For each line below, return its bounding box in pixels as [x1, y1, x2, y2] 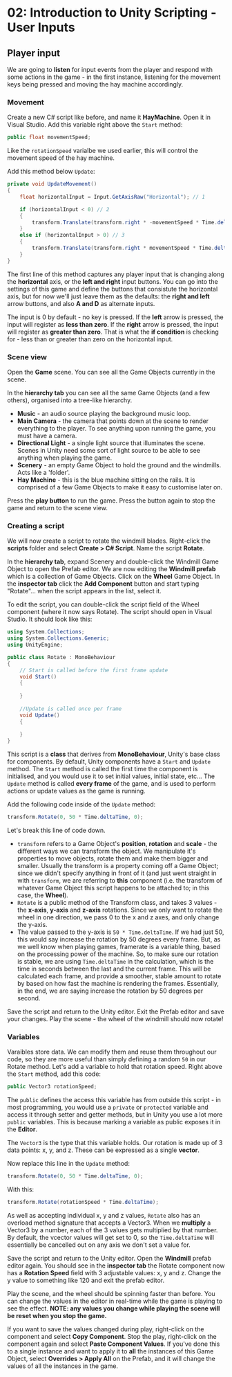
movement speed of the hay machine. [7, 154, 115, 162]
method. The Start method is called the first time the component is [7, 765, 198, 773]
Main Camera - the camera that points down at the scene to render [17, 417, 209, 425]
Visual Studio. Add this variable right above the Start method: [7, 120, 183, 129]
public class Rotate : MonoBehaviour [7, 654, 116, 660]
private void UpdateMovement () [7, 181, 97, 188]
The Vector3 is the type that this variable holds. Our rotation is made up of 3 [7, 1139, 223, 1147]
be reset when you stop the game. [7, 1311, 107, 1320]
